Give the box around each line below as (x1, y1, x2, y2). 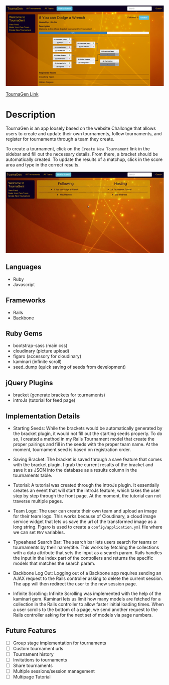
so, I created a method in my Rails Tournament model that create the (13, 436, 155, 442)
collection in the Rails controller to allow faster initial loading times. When (13, 601, 164, 607)
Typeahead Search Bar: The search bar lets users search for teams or (13, 539, 157, 545)
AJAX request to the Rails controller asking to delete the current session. (13, 575, 163, 581)
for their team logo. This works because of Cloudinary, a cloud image (13, 513, 156, 519)
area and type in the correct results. (6, 162, 80, 168)
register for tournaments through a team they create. (6, 136, 115, 142)
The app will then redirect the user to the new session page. (13, 580, 137, 586)
